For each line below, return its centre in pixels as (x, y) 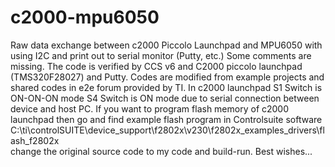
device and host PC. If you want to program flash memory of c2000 (150, 108)
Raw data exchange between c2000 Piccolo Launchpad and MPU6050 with (166, 45)
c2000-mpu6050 (85, 17)
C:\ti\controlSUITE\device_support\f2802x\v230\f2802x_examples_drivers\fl (167, 130)
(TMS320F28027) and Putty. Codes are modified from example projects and (167, 77)
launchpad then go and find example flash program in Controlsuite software (166, 119)
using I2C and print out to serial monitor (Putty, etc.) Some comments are (161, 55)
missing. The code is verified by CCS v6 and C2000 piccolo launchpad (156, 66)
